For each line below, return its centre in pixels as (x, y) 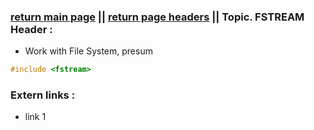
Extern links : (43, 95)
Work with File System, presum (88, 51)
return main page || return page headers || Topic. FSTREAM (157, 17)
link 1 (35, 117)
